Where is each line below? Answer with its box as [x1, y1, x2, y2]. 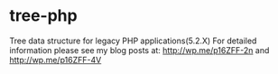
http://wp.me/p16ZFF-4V [9, 54, 102, 65]
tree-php [9, 5, 79, 26]
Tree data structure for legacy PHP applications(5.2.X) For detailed [9, 35, 257, 46]
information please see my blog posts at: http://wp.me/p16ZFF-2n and [9, 44, 270, 55]
